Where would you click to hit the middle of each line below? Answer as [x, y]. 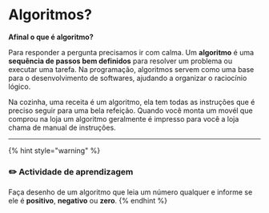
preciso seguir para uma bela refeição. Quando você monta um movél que [131, 111]
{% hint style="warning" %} [54, 151]
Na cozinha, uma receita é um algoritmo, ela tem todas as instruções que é [132, 102]
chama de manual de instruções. [62, 127]
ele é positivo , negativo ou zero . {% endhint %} [88, 201]
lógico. [20, 86]
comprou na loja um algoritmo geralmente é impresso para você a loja [124, 119]
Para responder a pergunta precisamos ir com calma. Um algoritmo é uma [131, 52]
